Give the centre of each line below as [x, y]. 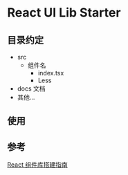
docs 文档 [31, 89]
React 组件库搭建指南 [37, 165]
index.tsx [51, 73]
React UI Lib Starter [64, 13]
